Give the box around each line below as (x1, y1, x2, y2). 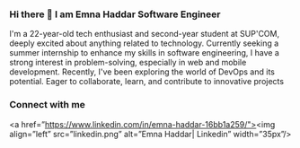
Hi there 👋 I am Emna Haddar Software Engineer (9, 8, 221, 21)
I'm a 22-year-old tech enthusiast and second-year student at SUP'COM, (9, 29, 280, 39)
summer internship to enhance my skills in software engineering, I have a (9, 48, 280, 58)
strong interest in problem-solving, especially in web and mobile (9, 57, 247, 68)
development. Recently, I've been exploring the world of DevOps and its (9, 66, 276, 77)
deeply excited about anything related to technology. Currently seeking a (9, 38, 279, 48)
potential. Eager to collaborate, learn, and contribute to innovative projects (9, 76, 285, 87)
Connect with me (9, 99, 85, 111)
